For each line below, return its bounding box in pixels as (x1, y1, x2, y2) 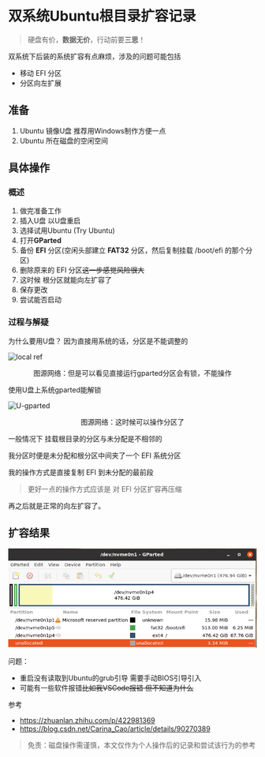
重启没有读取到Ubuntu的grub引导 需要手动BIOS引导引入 (19, 673, 202, 683)
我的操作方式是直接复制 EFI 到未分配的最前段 (8, 467, 154, 477)
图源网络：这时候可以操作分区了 (80, 417, 185, 426)
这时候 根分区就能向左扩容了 (19, 275, 112, 285)
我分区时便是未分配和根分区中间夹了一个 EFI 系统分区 (8, 451, 181, 460)
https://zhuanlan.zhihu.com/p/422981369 (19, 715, 155, 725)
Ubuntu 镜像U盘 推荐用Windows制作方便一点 (19, 126, 166, 135)
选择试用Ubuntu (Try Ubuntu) (19, 226, 116, 235)
